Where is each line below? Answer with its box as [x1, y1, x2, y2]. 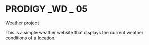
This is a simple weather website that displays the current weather [5, 29, 144, 35]
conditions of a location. [5, 35, 56, 41]
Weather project [5, 20, 39, 26]
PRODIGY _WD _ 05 [5, 3, 88, 15]
